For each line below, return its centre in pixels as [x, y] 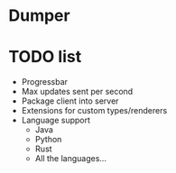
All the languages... [71, 159]
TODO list [45, 57]
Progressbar [45, 82]
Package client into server [70, 101]
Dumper [39, 16]
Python [48, 140]
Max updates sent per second [77, 92]
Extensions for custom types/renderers [94, 111]
